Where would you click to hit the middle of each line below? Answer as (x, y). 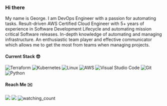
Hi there (15, 7)
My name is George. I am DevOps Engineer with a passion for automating (81, 18)
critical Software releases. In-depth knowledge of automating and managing (84, 34)
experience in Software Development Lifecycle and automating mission (78, 29)
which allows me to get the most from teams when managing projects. (77, 45)
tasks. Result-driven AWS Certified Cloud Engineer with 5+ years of (75, 23)
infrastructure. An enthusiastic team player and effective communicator (79, 39)
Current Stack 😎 (23, 56)
